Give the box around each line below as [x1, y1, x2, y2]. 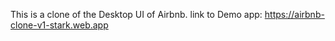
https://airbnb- [264, 9, 325, 20]
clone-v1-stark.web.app [10, 19, 109, 31]
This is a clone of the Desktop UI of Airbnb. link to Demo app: [10, 9, 263, 20]
